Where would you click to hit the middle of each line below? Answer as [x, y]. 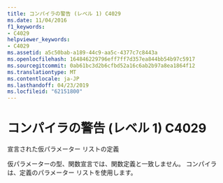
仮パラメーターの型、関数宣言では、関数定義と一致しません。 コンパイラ [112, 164]
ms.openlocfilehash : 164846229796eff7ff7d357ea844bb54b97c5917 [101, 59]
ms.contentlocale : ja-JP [43, 79]
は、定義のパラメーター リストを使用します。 [72, 173]
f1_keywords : [26, 27]
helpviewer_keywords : [39, 40]
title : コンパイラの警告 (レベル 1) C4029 [64, 14]
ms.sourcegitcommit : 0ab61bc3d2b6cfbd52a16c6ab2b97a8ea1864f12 [101, 66]
